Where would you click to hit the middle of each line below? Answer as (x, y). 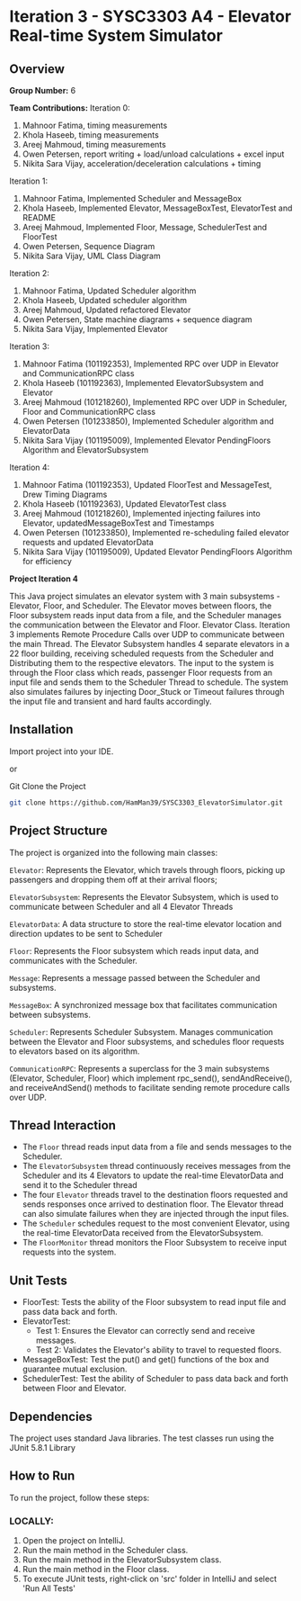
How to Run (42, 1476)
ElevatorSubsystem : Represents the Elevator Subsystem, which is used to (144, 896)
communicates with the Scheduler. (73, 960)
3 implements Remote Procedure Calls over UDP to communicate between (147, 634)
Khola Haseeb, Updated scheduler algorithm (104, 300)
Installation (41, 729)
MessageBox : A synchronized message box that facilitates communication (143, 1004)
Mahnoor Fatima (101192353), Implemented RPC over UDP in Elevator (150, 364)
